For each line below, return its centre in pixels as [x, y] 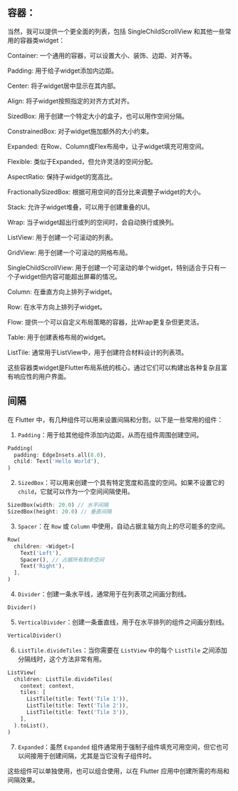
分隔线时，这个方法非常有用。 [61, 659]
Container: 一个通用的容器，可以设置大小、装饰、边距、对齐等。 [102, 55]
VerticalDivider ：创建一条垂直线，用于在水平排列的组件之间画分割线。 [123, 622]
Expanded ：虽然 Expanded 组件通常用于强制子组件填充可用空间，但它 [117, 747]
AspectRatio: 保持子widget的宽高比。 [62, 176]
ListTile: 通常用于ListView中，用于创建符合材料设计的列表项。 [98, 352]
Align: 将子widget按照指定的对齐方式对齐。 [71, 101]
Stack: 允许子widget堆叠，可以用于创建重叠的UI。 [81, 207]
